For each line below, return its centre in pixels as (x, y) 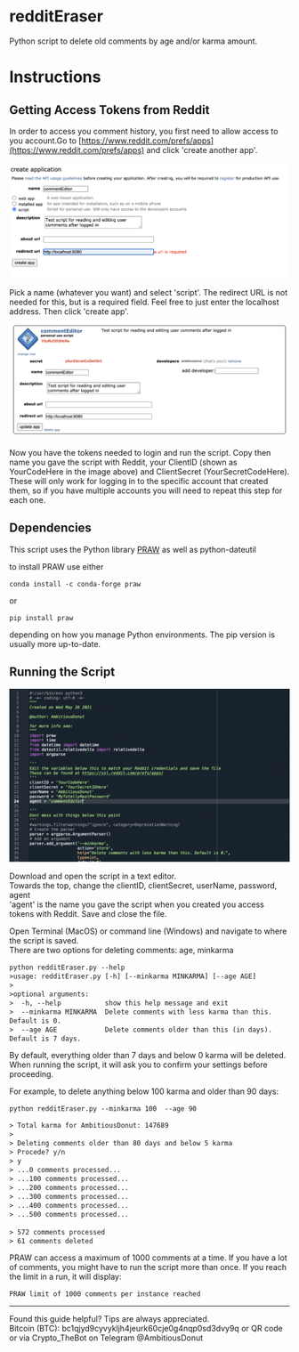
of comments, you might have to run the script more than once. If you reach (148, 1267)
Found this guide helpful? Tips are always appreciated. (109, 1318)
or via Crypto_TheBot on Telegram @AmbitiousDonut (106, 1338)
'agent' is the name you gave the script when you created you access (137, 904)
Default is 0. (36, 1021)
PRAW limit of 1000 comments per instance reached (105, 1294)
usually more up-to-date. (55, 644)
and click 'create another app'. (202, 150)
